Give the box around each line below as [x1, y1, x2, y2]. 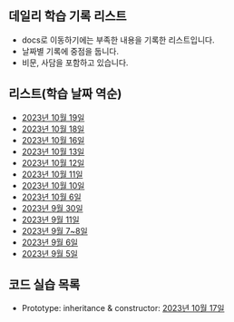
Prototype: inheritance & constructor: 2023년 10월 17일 [21, 303, 225, 314]
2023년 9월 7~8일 [21, 225, 88, 236]
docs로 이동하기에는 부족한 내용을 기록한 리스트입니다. [21, 34, 215, 45]
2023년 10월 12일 [21, 157, 85, 168]
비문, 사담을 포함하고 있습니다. [21, 57, 129, 68]
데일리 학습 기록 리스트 [8, 8, 128, 24]
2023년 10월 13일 [21, 146, 85, 157]
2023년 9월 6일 [21, 237, 79, 248]
